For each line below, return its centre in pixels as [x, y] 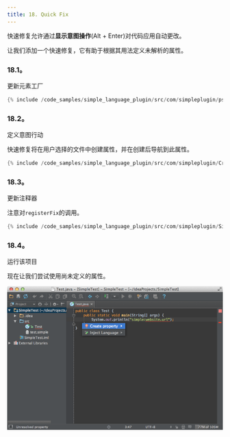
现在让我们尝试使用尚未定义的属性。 [58, 276]
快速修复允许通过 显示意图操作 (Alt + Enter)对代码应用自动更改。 [96, 36]
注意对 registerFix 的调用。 [45, 213]
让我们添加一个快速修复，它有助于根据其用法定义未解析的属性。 [97, 50]
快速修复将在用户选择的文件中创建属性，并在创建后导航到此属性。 [100, 149]
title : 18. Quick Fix [38, 14]
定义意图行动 [25, 135]
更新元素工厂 [25, 86]
